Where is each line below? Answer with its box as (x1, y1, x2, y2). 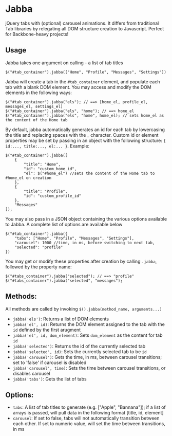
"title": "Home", (24, 161, 61, 167)
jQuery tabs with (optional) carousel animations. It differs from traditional (5, 20, 159, 26)
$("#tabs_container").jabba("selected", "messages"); (5, 278, 123, 283)
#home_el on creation (5, 175, 52, 180)
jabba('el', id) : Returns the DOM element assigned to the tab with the (12, 321, 165, 327)
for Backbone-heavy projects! (5, 31, 69, 37)
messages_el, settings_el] (5, 104, 63, 109)
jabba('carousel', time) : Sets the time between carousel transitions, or (12, 365, 166, 371)
